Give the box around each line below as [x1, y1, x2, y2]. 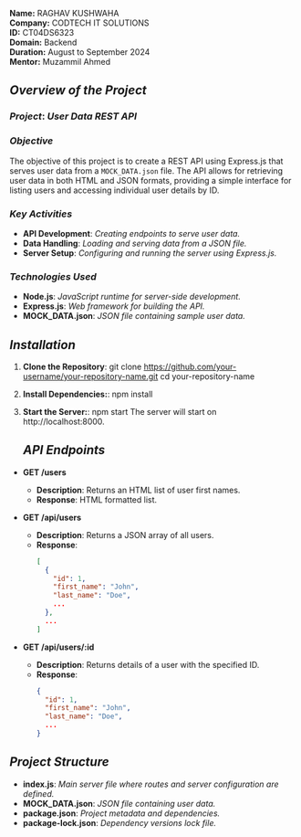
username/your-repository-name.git [22, 371, 159, 382]
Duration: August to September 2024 [9, 47, 150, 58]
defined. [22, 788, 55, 799]
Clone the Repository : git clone [22, 361, 142, 373]
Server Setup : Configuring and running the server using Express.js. [22, 247, 277, 259]
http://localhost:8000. [22, 416, 105, 428]
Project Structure [9, 754, 109, 770]
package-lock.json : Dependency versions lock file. [22, 817, 217, 828]
